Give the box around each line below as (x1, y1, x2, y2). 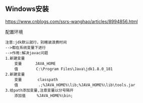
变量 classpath (14, 77, 58, 82)
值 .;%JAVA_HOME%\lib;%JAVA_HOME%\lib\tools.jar (14, 82, 135, 87)
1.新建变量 (5, 56, 25, 61)
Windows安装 (5, 5, 49, 14)
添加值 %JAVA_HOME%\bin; (14, 93, 73, 98)
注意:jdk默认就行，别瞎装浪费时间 (5, 40, 67, 45)
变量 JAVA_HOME (14, 61, 56, 66)
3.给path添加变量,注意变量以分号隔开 (5, 87, 74, 93)
